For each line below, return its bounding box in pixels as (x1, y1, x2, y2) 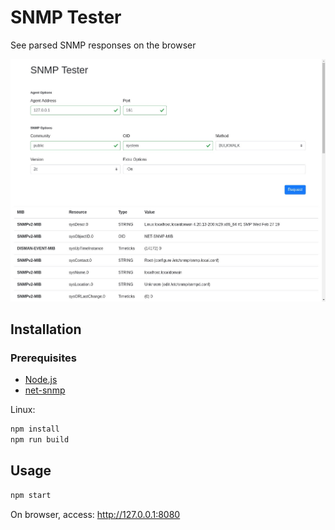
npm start (10, 490, 52, 500)
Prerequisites (10, 351, 77, 365)
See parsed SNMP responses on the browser (10, 39, 197, 51)
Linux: (10, 404, 36, 416)
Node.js (24, 374, 58, 386)
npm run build (10, 435, 70, 445)
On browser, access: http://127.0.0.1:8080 (10, 508, 181, 520)
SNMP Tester (10, 6, 122, 29)
